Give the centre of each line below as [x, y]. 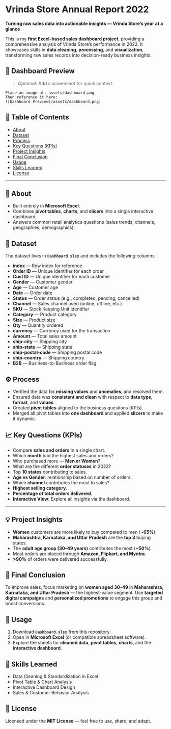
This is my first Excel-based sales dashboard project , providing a [75, 39]
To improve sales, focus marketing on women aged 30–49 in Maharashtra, [84, 587]
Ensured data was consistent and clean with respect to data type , [82, 397]
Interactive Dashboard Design [44, 687]
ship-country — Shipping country [49, 358]
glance [13, 29]
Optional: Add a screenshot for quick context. [65, 83]
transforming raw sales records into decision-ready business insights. [78, 55]
